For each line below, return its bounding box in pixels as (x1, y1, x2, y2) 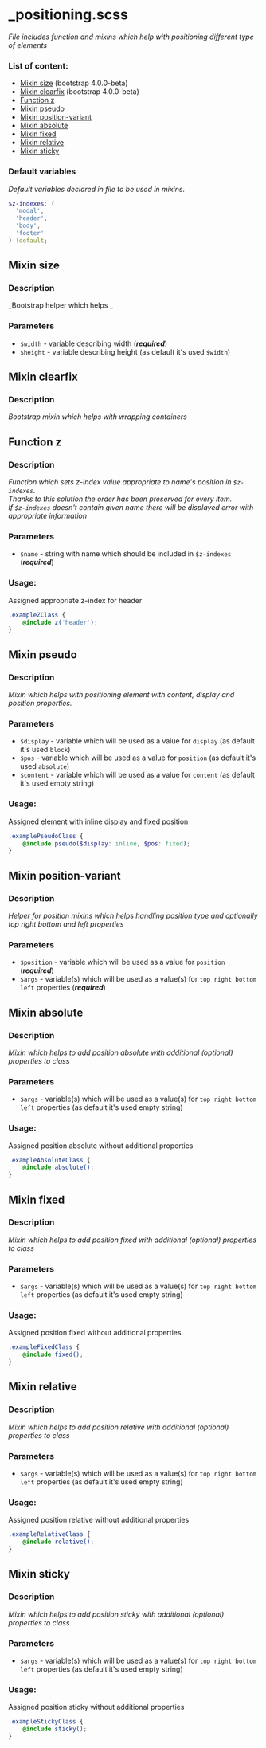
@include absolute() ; (22, 1163, 94, 1172)
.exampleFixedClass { (8, 1343, 80, 1351)
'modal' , (15, 207, 45, 215)
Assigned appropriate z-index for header (8, 595, 143, 605)
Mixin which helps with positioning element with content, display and (8, 690, 235, 700)
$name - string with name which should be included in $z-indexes (19, 549, 232, 558)
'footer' (15, 229, 45, 237)
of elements (8, 40, 48, 49)
